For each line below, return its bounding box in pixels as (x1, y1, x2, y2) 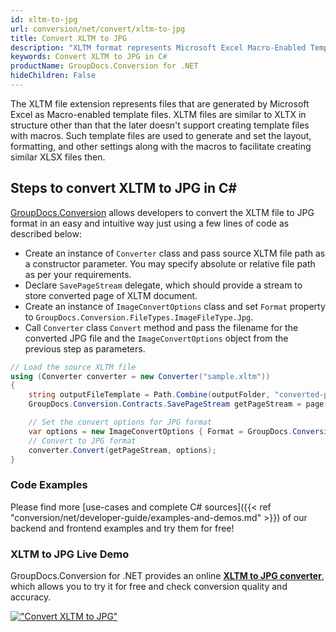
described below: (10, 227, 82, 240)
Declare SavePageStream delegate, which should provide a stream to (24, 279, 303, 291)
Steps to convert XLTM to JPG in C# (10, 180, 238, 197)
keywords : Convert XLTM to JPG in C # (10, 52, 168, 62)
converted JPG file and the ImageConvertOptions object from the (24, 332, 289, 344)
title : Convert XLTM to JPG (10, 33, 128, 43)
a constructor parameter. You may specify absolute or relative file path (24, 257, 316, 270)
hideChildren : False (10, 71, 97, 81)
